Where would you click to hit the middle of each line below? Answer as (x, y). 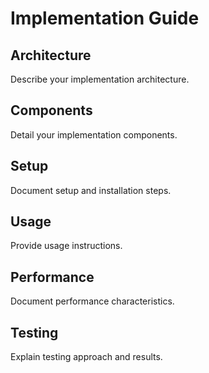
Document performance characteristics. (92, 301)
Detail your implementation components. (94, 134)
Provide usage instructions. (66, 246)
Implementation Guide (105, 18)
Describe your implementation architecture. (100, 79)
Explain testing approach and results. (86, 357)
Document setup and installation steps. (91, 190)
